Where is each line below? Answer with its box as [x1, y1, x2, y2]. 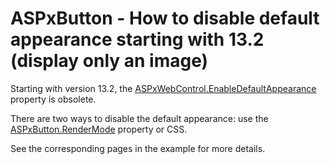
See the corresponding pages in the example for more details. [10, 142, 266, 154]
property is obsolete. [10, 93, 97, 105]
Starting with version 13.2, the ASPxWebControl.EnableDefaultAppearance [10, 82, 317, 94]
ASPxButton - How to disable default [10, 7, 320, 30]
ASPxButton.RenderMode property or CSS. [10, 123, 188, 135]
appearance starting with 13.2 [10, 28, 265, 51]
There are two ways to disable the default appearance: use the [10, 112, 269, 124]
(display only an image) [10, 50, 209, 72]
